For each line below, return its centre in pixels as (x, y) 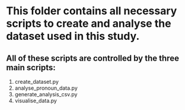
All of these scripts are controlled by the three (93, 58)
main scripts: (31, 67)
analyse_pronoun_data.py (46, 88)
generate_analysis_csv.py (46, 94)
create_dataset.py (37, 82)
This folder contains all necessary (92, 11)
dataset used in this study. (73, 36)
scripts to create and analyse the (89, 23)
